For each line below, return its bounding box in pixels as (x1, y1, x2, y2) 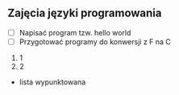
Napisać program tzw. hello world (19, 27, 131, 37)
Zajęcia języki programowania (7, 6, 162, 20)
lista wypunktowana (19, 76, 86, 87)
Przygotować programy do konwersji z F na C (19, 36, 171, 47)
